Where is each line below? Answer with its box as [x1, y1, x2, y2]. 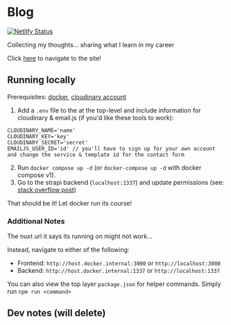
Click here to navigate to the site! [7, 53, 102, 62]
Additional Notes [7, 216, 65, 226]
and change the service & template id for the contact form [7, 151, 185, 158]
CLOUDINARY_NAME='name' [7, 126, 76, 134]
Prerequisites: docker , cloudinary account [7, 92, 127, 101]
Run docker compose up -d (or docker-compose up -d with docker [17, 163, 202, 172]
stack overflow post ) [17, 185, 76, 194]
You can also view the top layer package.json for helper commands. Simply [7, 280, 221, 288]
